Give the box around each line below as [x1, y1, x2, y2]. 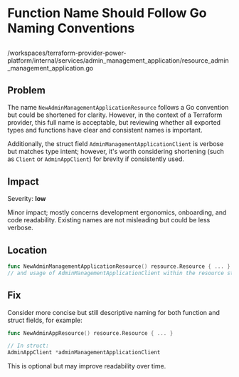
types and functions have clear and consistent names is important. [7, 126, 203, 135]
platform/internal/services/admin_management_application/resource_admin [7, 56, 229, 65]
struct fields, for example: [7, 316, 83, 324]
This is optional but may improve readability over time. [7, 362, 166, 371]
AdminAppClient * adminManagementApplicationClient [7, 349, 161, 356]
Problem [7, 84, 46, 96]
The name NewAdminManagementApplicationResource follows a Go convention [7, 103, 229, 112]
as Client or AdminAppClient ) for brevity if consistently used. [7, 155, 185, 163]
